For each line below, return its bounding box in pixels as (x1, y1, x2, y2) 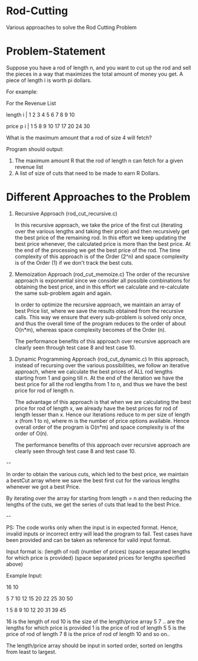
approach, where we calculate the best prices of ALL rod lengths (14, 368, 173, 375)
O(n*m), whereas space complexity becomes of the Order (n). (14, 326, 167, 333)
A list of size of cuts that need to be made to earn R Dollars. (14, 169, 160, 177)
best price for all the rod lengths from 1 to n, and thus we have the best (14, 380, 187, 387)
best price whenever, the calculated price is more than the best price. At (14, 240, 191, 247)
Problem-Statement (6, 44, 106, 58)
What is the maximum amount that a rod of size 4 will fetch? (6, 134, 152, 141)
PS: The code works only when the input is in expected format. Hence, (6, 524, 178, 531)
